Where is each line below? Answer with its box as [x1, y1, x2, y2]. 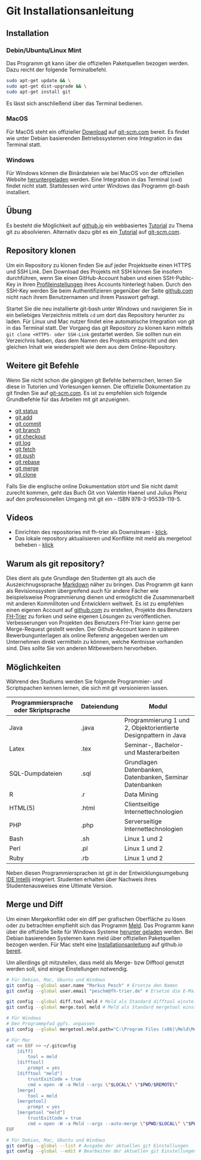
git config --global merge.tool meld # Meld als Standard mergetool [6, 1004, 181, 1011]
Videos [6, 513, 33, 523]
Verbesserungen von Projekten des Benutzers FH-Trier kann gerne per [6, 619, 181, 626]
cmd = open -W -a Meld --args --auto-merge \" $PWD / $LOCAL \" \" [28, 1120, 188, 1126]
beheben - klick [14, 541, 54, 549]
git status [14, 407, 38, 414]
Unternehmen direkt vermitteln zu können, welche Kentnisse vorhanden [6, 638, 184, 646]
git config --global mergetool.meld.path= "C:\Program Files [6, 1026, 160, 1032]
